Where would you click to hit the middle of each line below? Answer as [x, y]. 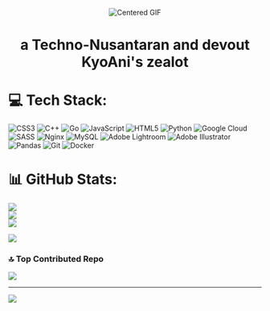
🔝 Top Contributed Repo [56, 259]
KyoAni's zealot [135, 62]
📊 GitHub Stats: [63, 179]
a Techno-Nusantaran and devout [135, 45]
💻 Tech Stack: [58, 100]
